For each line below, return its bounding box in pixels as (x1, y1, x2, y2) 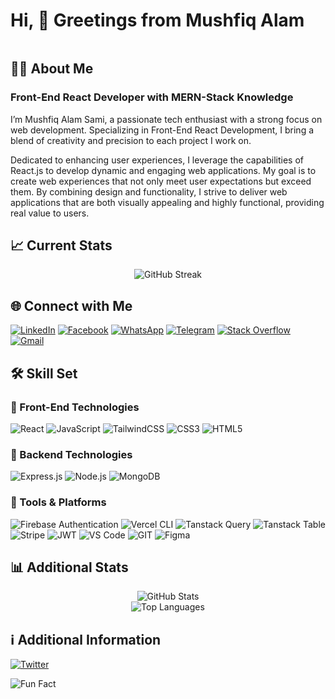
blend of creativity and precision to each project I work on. (10, 134, 252, 146)
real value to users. (10, 207, 90, 219)
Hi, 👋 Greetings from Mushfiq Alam (10, 9, 305, 32)
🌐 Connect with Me (10, 297, 133, 314)
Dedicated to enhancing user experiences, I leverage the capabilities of (10, 154, 305, 166)
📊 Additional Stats (10, 559, 129, 576)
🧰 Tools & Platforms (10, 495, 107, 509)
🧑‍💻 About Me (10, 60, 94, 78)
